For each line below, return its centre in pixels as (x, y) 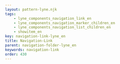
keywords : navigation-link (32, 50)
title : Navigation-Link (29, 41)
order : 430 (16, 54)
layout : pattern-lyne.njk (31, 9)
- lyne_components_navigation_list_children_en (62, 27)
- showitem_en (28, 32)
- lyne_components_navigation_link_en (53, 18)
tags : (10, 14)
